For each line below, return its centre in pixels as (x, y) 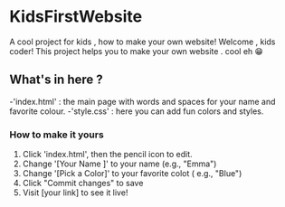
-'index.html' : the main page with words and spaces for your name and (142, 101)
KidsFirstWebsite (76, 17)
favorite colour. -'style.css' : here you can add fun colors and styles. (137, 111)
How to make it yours (57, 135)
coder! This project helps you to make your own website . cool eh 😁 (137, 51)
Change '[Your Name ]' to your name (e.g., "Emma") (119, 164)
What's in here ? (57, 80)
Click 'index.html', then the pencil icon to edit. (107, 155)
